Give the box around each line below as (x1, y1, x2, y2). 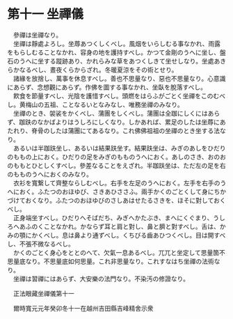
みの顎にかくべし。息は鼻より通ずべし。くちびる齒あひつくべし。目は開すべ (7, 231, 226, 239)
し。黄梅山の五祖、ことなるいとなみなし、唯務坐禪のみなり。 (7, 100, 184, 109)
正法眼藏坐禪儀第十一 (13, 289, 74, 297)
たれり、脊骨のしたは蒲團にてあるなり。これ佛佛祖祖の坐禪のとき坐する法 (7, 126, 220, 134)
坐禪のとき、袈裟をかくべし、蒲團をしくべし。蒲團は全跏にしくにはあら (13, 109, 220, 117)
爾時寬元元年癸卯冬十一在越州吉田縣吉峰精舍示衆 (13, 304, 154, 312)
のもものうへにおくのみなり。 (7, 170, 93, 178)
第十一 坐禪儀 (7, 6, 83, 22)
